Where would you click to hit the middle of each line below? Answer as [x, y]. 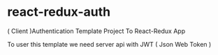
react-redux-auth [59, 12]
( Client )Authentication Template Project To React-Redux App [96, 31]
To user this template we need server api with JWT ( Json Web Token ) [109, 44]
